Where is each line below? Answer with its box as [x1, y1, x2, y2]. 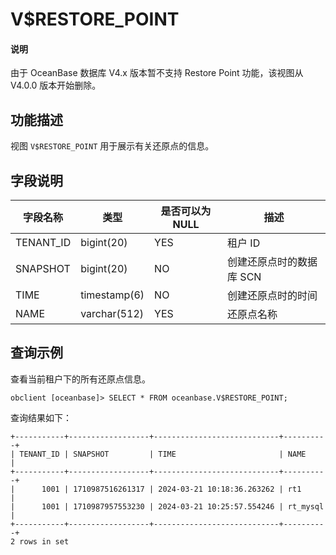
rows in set [19, 536, 70, 547]
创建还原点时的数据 [227, 255, 318, 269]
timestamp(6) [80, 288, 145, 302]
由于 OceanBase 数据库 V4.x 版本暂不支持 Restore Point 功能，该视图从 [10, 67, 304, 79]
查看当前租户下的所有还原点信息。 [10, 373, 151, 385]
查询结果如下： [10, 411, 72, 423]
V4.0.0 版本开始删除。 [10, 79, 102, 92]
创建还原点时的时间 [227, 289, 318, 303]
